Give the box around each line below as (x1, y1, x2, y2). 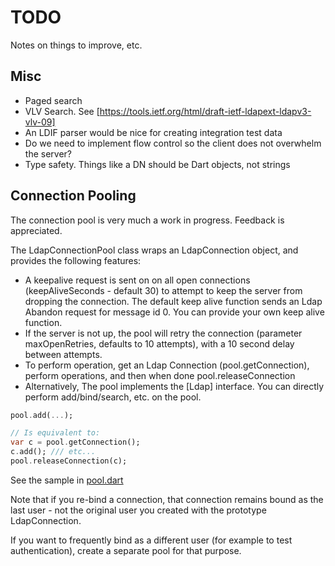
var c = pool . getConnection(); (10, 437, 141, 448)
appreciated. (10, 224, 63, 236)
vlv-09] (24, 116, 56, 128)
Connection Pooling (10, 187, 137, 205)
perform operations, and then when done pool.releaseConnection (24, 369, 296, 381)
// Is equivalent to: (10, 428, 101, 438)
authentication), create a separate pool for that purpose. (10, 544, 242, 556)
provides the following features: (10, 254, 142, 266)
